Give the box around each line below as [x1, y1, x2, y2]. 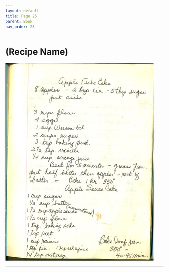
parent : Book [5, 19, 33, 24]
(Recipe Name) [5, 46, 69, 58]
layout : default [5, 8, 39, 13]
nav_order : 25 [5, 24, 35, 29]
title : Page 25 [5, 13, 37, 19]
